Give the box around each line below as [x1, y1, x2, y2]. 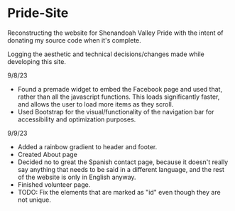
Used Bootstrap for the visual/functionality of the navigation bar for [17, 107, 214, 116]
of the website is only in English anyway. [17, 173, 136, 181]
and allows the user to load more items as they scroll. [17, 99, 174, 108]
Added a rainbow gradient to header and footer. [17, 142, 158, 151]
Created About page [17, 150, 78, 158]
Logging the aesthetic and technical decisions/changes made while [7, 50, 204, 58]
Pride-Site [7, 5, 69, 21]
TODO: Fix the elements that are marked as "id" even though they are [17, 188, 222, 196]
